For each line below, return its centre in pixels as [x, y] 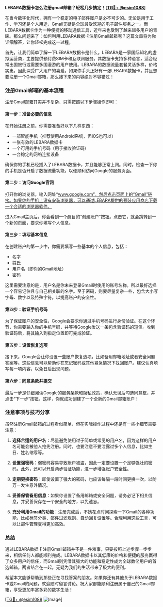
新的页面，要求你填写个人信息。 [41, 223]
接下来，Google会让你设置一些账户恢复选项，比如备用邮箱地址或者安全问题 [80, 357]
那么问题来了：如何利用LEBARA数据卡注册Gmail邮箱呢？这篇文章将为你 [85, 36]
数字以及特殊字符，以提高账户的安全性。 [58, 297]
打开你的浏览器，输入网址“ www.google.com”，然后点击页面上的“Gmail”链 [79, 194]
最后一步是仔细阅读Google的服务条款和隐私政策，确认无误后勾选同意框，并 [80, 393]
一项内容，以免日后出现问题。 [43, 369]
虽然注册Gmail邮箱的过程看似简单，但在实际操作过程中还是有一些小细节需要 [81, 424]
